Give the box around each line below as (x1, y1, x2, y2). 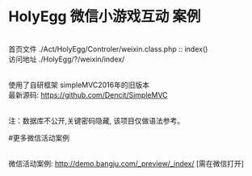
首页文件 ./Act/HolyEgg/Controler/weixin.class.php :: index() (8, 44, 208, 53)
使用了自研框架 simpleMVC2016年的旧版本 (8, 80, 149, 90)
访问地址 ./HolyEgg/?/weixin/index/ (8, 54, 125, 64)
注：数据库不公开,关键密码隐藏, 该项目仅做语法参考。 (8, 115, 185, 125)
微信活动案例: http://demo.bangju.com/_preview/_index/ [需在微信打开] (8, 158, 245, 168)
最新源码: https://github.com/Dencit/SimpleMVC (8, 90, 168, 99)
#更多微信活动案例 (8, 132, 70, 142)
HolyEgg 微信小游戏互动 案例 (8, 7, 201, 26)
